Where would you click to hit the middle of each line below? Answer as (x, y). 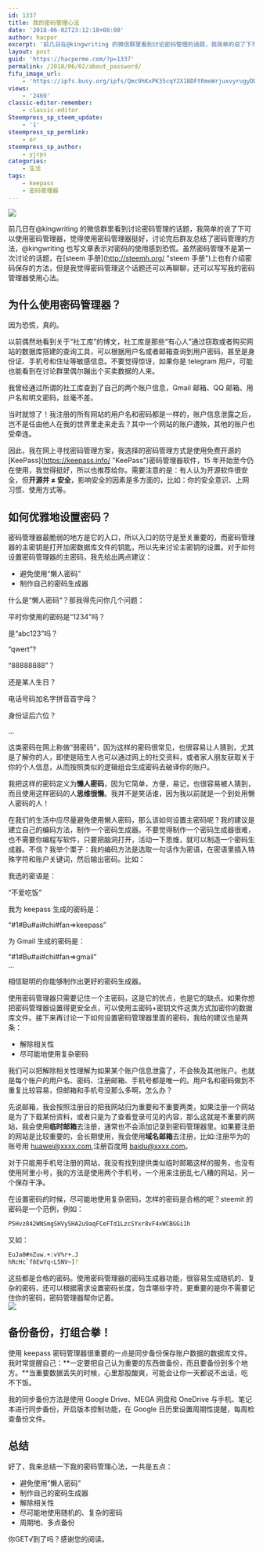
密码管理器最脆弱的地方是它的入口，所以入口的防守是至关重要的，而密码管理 (131, 538)
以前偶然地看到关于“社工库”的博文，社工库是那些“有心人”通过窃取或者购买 (127, 341)
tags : (17, 176)
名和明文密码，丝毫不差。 (56, 398)
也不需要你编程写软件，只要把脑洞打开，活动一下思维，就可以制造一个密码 (128, 840)
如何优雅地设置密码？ (59, 517)
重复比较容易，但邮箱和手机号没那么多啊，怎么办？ (90, 1090)
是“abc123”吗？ (33, 633)
